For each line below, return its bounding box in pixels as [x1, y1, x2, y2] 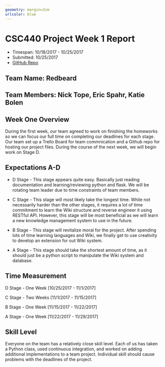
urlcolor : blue [5, 12, 36, 17]
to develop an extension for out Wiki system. [12, 237, 103, 243]
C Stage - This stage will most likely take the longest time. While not [12, 197, 151, 202]
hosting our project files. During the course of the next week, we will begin [5, 144, 157, 150]
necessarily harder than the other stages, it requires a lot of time [12, 201, 143, 207]
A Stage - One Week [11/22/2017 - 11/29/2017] [5, 313, 99, 319]
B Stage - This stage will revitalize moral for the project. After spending [12, 227, 157, 233]
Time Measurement [5, 272, 66, 280]
